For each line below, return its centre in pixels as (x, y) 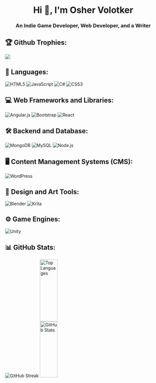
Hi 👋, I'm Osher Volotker (83, 10)
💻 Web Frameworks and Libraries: (59, 101)
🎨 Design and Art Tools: (42, 191)
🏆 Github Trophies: (36, 42)
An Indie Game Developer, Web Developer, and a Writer (83, 26)
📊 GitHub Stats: (30, 248)
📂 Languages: (27, 72)
